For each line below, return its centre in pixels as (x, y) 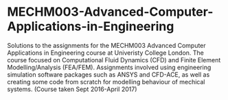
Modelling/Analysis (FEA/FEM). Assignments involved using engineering (109, 67)
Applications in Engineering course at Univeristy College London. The (106, 53)
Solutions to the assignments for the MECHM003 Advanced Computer (106, 45)
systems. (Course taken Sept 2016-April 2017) (72, 89)
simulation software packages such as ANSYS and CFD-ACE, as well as (109, 74)
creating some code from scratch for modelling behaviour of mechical (106, 82)
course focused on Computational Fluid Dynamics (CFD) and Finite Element (114, 60)
